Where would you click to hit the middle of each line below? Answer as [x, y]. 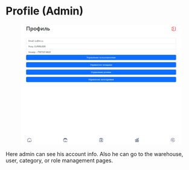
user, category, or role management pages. [59, 160]
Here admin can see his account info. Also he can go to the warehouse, [94, 154]
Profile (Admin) [45, 11]
